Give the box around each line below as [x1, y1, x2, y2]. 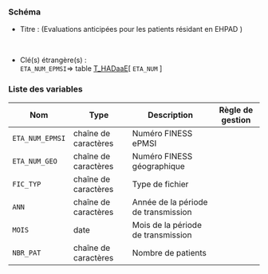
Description [147, 109, 194, 120]
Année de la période [132, 196, 208, 207]
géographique [132, 160, 185, 171]
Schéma [8, 6, 41, 18]
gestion [221, 114, 251, 125]
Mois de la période [132, 219, 202, 230]
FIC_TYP [12, 179, 41, 189]
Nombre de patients [132, 247, 207, 258]
